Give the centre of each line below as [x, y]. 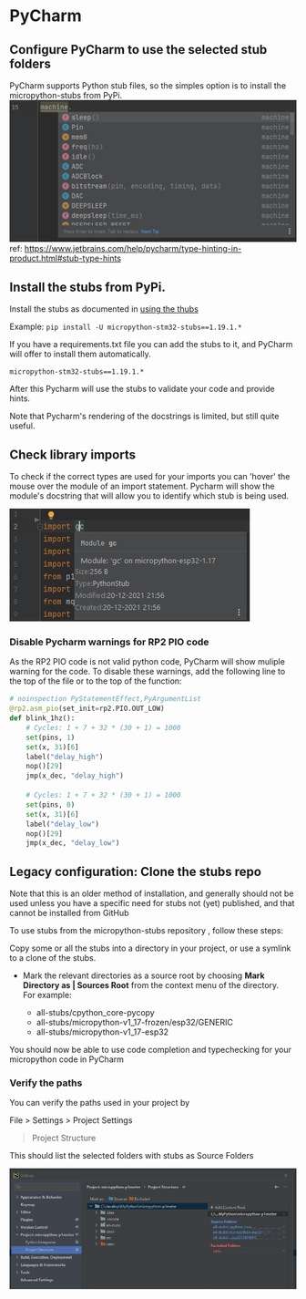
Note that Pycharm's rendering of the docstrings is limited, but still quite [144, 417]
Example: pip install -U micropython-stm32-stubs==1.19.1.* [126, 327]
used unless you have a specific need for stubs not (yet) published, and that [152, 903]
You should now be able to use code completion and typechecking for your [150, 1050]
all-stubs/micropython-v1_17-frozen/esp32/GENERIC [135, 1023]
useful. [22, 426]
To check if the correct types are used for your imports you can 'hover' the [150, 477]
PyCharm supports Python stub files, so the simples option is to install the [148, 86]
